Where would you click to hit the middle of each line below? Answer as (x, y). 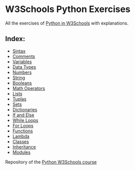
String (19, 77)
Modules (21, 152)
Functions (23, 131)
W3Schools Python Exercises (68, 9)
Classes (20, 141)
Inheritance (24, 147)
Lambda (21, 136)
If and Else (23, 115)
